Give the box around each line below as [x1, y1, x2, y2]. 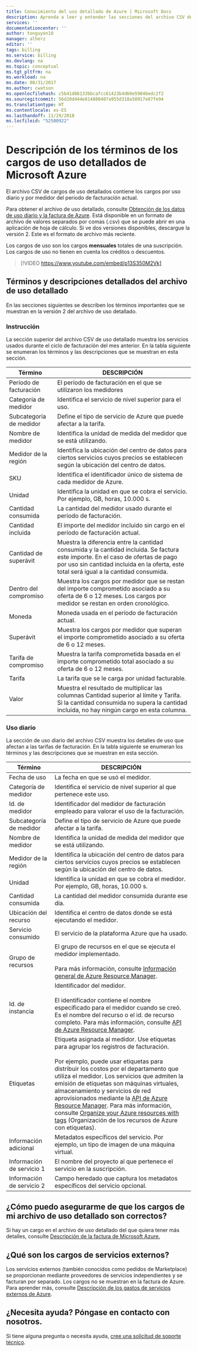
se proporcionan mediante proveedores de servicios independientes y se [6, 1272, 183, 1279]
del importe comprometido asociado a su [57, 585, 170, 593]
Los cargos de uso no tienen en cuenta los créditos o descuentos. [6, 248, 166, 255]
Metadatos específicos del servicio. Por [55, 1133, 164, 1141]
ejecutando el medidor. [55, 916, 118, 924]
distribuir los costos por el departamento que [55, 1065, 179, 1073]
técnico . [6, 1339, 26, 1346]
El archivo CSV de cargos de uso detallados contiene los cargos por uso [6, 188, 181, 195]
